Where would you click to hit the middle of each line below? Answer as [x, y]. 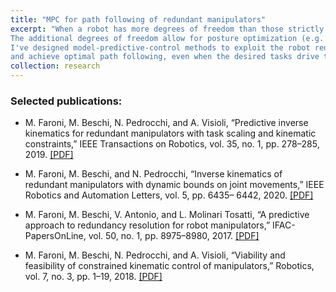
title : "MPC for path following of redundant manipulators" [138, 19]
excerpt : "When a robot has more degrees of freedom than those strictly [167, 29]
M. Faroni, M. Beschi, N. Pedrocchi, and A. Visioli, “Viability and [155, 255]
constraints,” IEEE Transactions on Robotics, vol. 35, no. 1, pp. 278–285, [172, 144]
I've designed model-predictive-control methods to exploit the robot [160, 47]
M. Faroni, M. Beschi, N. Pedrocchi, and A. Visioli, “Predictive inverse [166, 123]
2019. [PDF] [49, 155]
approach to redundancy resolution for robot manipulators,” [147, 225]
